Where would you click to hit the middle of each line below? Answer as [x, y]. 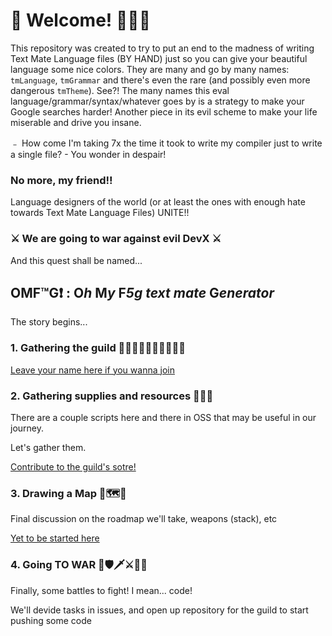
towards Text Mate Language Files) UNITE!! [100, 213]
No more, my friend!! [61, 180]
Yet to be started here [55, 538]
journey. [27, 428]
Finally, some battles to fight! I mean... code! [101, 590]
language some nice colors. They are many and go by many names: [150, 69]
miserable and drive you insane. [76, 122]
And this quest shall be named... [76, 260]
